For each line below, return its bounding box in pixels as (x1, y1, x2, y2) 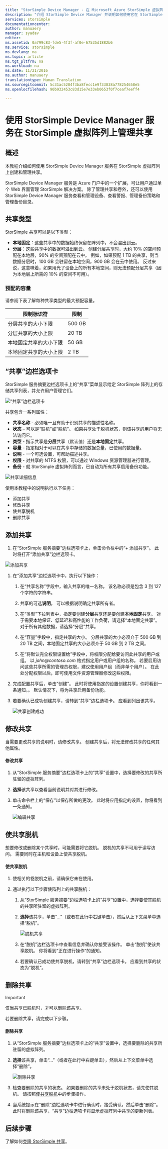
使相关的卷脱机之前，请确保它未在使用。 (12, 876, 96, 882)
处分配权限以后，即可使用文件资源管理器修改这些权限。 (19, 670, 134, 676)
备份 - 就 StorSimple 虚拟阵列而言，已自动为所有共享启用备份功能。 (12, 463, 151, 470)
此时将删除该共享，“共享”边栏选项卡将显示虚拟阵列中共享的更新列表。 (12, 1108, 157, 1114)
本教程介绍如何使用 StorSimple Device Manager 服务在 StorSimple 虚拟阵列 (5, 163, 160, 169)
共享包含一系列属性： (5, 409, 49, 415)
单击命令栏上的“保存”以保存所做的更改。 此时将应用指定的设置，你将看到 (12, 797, 162, 803)
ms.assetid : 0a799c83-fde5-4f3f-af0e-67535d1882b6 (5, 40, 113, 45)
